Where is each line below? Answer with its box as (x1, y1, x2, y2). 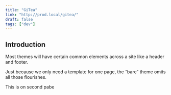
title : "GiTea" (5, 7, 38, 13)
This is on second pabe (5, 84, 55, 90)
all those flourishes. (5, 74, 47, 80)
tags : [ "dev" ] (5, 21, 36, 27)
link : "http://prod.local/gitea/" (5, 12, 79, 17)
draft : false (5, 17, 33, 22)
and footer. (5, 59, 29, 65)
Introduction (5, 40, 46, 49)
